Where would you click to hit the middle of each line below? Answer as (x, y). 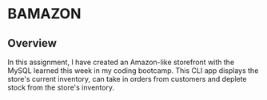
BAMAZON (44, 14)
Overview (32, 43)
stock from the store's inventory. (61, 87)
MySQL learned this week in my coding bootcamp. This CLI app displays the (133, 71)
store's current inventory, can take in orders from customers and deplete (127, 79)
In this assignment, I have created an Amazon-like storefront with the (121, 62)
